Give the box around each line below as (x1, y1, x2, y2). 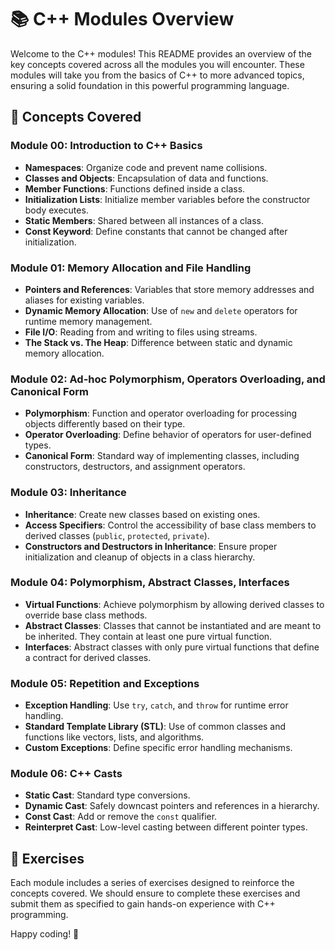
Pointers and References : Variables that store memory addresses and (24, 283, 315, 295)
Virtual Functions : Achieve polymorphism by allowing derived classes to (24, 598, 325, 610)
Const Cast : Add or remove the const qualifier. (24, 811, 218, 823)
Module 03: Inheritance (10, 486, 127, 500)
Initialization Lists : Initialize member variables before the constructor (24, 193, 311, 205)
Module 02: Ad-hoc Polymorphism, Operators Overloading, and (10, 372, 326, 386)
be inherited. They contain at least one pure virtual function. (24, 630, 273, 642)
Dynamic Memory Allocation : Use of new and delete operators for (24, 304, 298, 316)
